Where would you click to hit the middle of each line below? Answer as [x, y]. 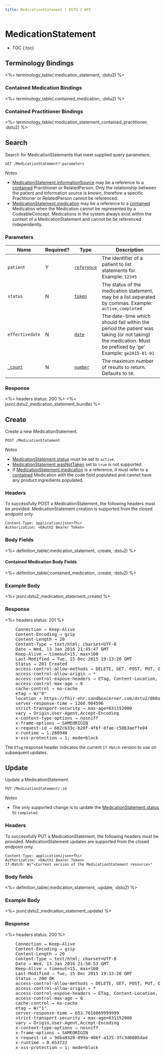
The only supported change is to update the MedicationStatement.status [86, 808]
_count [15, 367]
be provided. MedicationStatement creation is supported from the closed [79, 509]
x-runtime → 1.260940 [41, 733]
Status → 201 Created [41, 664]
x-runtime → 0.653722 [41, 1042]
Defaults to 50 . [118, 374]
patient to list [117, 264]
